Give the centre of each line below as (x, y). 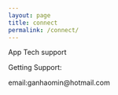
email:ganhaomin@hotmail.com (59, 82)
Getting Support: (35, 68)
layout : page (29, 15)
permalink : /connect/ (44, 30)
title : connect (33, 23)
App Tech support (37, 53)
